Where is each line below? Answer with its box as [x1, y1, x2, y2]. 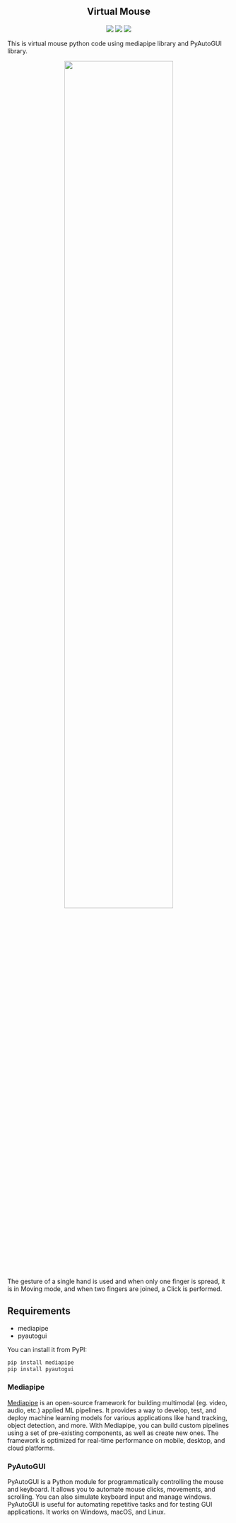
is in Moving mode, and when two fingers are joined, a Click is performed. [7, 1284, 223, 1293]
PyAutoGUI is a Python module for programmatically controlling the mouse [7, 1477, 224, 1485]
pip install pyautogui [7, 1366, 74, 1373]
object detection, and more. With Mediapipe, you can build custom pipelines [7, 1421, 230, 1429]
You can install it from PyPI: [7, 1345, 87, 1353]
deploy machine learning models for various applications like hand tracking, [7, 1413, 228, 1422]
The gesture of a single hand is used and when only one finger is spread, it [7, 1277, 225, 1285]
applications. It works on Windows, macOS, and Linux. [7, 1507, 166, 1516]
